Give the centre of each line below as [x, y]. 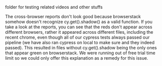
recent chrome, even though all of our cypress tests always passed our [77, 37]
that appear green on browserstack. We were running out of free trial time [80, 53]
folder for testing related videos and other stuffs [54, 7]
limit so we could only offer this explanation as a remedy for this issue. [77, 58]
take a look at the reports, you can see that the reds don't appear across [79, 27]
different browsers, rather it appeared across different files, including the [79, 32]
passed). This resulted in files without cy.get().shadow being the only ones [81, 48]
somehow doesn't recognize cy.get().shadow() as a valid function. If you [79, 22]
